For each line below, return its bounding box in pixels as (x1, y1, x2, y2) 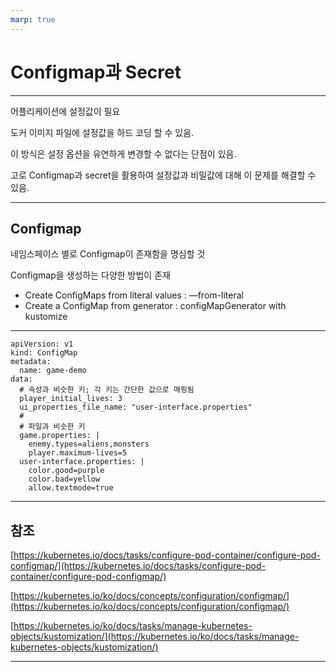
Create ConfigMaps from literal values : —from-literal (24, 289, 244, 301)
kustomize (24, 311, 68, 323)
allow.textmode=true (28, 483, 114, 493)
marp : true (10, 14, 56, 25)
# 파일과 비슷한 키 (19, 422, 86, 432)
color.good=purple (28, 466, 105, 476)
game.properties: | (19, 431, 101, 441)
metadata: (10, 357, 52, 367)
